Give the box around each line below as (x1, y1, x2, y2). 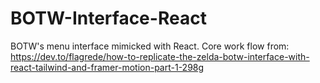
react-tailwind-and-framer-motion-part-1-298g (10, 61, 205, 73)
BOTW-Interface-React (10, 7, 207, 30)
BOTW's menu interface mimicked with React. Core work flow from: (10, 40, 290, 52)
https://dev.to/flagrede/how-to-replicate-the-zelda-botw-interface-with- (10, 50, 310, 62)
